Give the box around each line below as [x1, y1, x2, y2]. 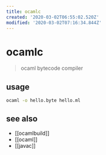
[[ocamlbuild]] [14, 130, 50, 137]
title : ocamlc [6, 8, 41, 15]
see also [6, 114, 38, 124]
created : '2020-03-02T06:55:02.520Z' [6, 14, 99, 20]
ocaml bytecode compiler [20, 64, 83, 72]
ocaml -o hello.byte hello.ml [6, 98, 81, 104]
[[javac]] [14, 142, 36, 149]
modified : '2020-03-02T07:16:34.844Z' [6, 20, 102, 25]
